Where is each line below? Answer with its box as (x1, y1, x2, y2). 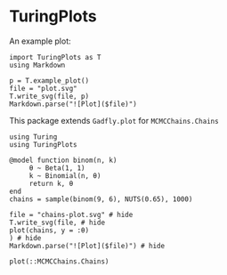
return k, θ (28, 179, 74, 188)
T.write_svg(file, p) (9, 92, 90, 101)
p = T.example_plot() (9, 76, 90, 85)
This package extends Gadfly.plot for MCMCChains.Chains (9, 115, 220, 125)
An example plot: (9, 36, 71, 46)
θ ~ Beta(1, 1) (28, 163, 86, 173)
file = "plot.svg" (9, 84, 77, 93)
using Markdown (9, 61, 66, 69)
